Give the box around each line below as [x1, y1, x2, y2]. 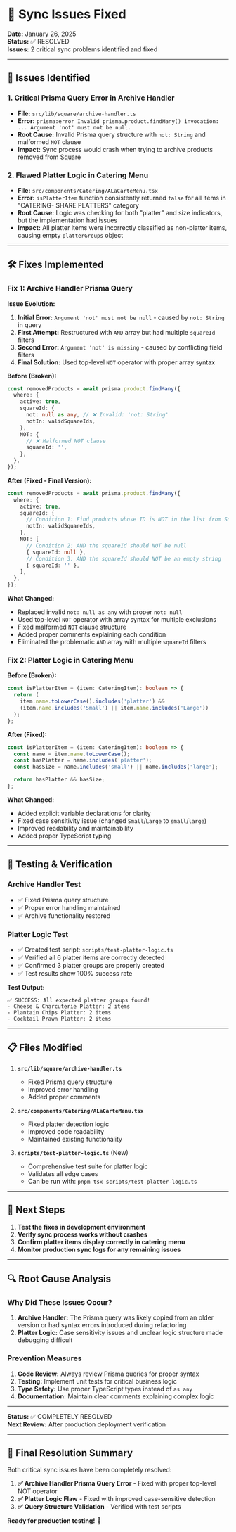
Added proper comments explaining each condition [17, 630, 166, 639]
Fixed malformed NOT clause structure [17, 623, 126, 632]
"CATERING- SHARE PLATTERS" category [17, 200, 139, 210]
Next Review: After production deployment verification [7, 1420, 166, 1429]
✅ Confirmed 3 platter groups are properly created [17, 961, 165, 969]
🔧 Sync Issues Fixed [7, 6, 126, 23]
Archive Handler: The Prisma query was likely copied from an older [17, 1313, 214, 1322]
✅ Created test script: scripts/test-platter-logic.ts [17, 945, 173, 954]
